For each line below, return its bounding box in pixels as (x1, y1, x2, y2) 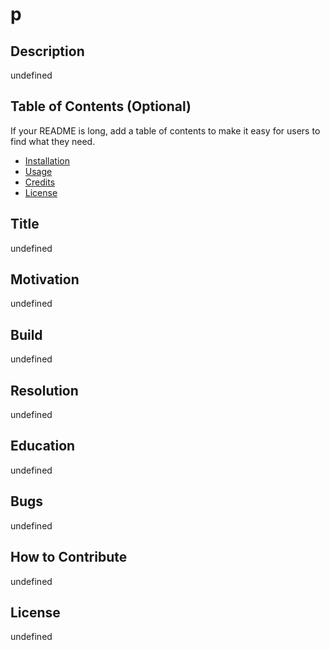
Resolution (10, 382, 79, 399)
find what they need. (10, 135, 96, 147)
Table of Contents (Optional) (10, 98, 192, 115)
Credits (24, 176, 56, 188)
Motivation (10, 271, 80, 288)
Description (10, 43, 85, 60)
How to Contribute (10, 549, 128, 566)
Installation (24, 154, 71, 167)
